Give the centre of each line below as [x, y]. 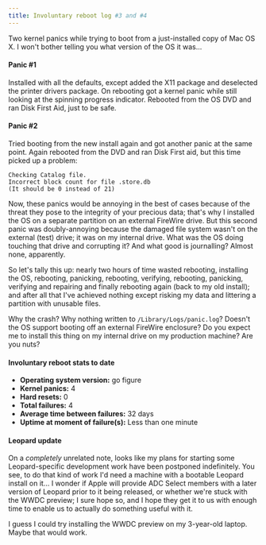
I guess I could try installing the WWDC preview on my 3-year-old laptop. [128, 524]
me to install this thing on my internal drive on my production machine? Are [131, 336]
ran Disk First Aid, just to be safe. [62, 107]
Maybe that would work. [48, 532]
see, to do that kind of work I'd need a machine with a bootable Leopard [126, 475]
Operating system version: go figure [81, 380]
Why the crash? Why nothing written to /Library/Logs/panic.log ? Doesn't [129, 319]
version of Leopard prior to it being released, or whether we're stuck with [128, 492]
